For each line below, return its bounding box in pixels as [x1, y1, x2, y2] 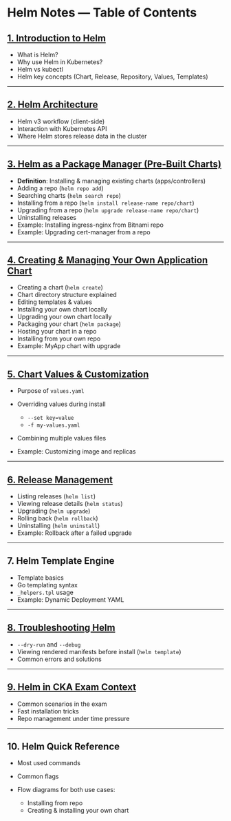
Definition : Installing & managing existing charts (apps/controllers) [16, 176, 206, 185]
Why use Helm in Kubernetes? [16, 58, 103, 66]
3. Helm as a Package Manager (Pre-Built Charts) [7, 159, 222, 170]
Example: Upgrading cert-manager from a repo [16, 227, 151, 236]
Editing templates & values [16, 298, 93, 306]
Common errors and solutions [16, 655, 102, 663]
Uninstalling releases [16, 213, 77, 221]
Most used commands [16, 759, 81, 767]
